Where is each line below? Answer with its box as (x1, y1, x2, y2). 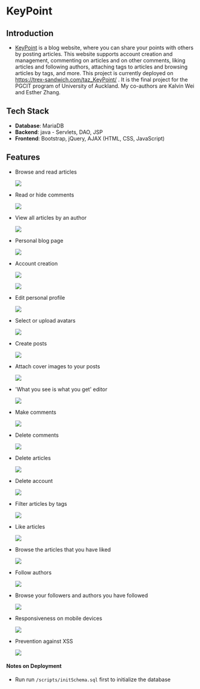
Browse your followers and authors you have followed (14, 592, 148, 599)
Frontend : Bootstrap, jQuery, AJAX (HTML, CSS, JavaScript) (14, 135, 165, 142)
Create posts (14, 339, 47, 347)
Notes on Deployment (6, 663, 62, 670)
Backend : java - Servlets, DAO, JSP (14, 128, 103, 136)
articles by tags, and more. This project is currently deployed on (14, 70, 174, 76)
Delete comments (14, 431, 59, 439)
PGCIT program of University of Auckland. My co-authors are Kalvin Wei (14, 82, 195, 90)
